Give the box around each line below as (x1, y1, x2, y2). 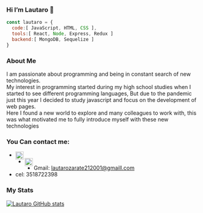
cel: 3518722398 (15, 171, 58, 178)
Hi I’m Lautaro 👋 (6, 5, 54, 14)
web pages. (6, 103, 36, 110)
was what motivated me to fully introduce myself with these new (6, 115, 169, 123)
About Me (6, 56, 37, 65)
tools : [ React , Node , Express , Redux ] (12, 31, 114, 37)
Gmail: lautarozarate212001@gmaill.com (33, 164, 135, 171)
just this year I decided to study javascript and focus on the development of (6, 96, 197, 103)
